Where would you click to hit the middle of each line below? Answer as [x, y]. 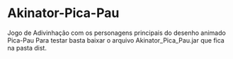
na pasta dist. [27, 48]
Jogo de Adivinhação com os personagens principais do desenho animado [117, 33]
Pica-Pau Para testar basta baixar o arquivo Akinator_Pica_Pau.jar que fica [116, 40]
